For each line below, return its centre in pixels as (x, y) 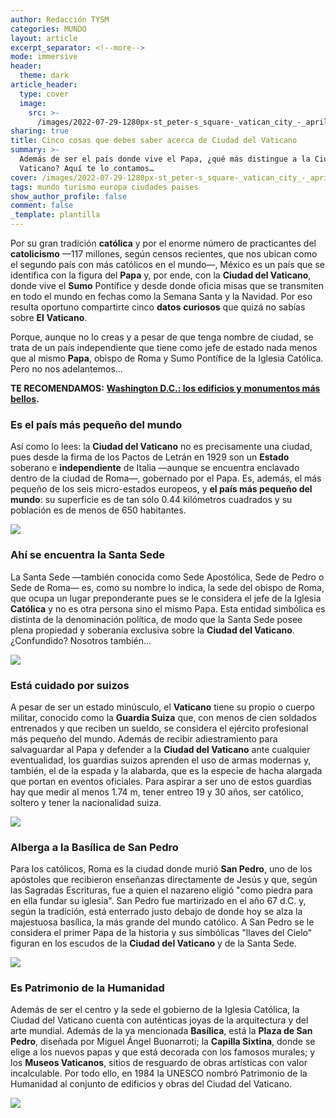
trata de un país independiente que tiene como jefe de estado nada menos (164, 347)
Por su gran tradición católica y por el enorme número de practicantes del (163, 243)
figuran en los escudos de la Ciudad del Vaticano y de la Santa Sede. (154, 943)
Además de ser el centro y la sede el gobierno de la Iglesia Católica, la (155, 1010)
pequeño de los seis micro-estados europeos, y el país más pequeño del (161, 489)
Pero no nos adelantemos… (66, 369)
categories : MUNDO (48, 29)
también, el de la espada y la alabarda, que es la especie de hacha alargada (166, 770)
